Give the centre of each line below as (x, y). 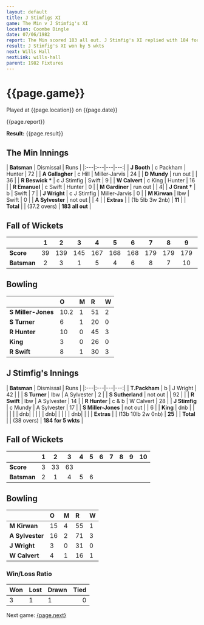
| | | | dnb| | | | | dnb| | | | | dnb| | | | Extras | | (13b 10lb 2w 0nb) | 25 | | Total (101, 414)
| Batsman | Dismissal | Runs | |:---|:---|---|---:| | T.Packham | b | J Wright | (102, 388)
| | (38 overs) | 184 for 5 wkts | (45, 420)
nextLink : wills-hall (34, 57)
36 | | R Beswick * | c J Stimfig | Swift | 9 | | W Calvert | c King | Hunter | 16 (101, 180)
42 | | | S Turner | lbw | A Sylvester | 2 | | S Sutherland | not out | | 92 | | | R (100, 395)
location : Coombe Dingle (38, 29)
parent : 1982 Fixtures (35, 63)
